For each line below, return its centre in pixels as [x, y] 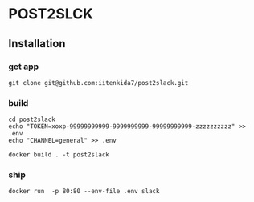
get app [24, 67]
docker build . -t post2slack [59, 155]
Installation [37, 44]
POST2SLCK [51, 14]
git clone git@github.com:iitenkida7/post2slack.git [98, 83]
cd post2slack [32, 120]
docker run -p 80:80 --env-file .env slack [84, 192]
